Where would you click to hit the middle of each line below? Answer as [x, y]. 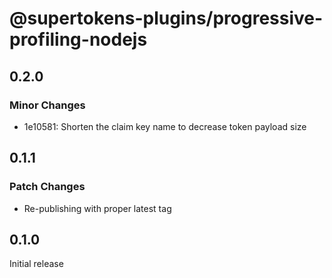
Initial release [36, 264]
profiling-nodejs [78, 39]
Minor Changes [47, 105]
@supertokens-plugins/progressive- [166, 18]
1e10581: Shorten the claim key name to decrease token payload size [165, 126]
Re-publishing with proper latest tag [97, 208]
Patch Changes [47, 187]
